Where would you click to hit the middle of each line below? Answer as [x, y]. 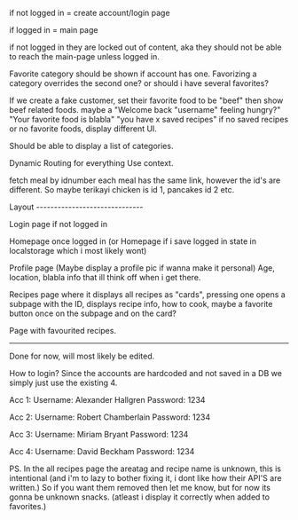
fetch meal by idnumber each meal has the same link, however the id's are [145, 180]
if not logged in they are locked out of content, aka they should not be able [145, 47]
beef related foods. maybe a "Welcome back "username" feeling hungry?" [145, 110]
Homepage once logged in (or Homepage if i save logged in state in [133, 241]
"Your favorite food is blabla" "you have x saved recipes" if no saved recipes [149, 119]
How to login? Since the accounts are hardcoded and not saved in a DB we [145, 373]
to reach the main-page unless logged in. [84, 56]
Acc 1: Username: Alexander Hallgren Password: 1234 [107, 400]
